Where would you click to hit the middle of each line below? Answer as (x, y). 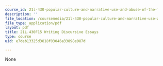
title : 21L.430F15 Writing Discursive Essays (52, 32)
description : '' (21, 14)
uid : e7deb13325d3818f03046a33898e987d (45, 41)
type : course (18, 37)
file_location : (20, 18)
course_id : (16, 9)
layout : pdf (17, 28)
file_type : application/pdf (33, 23)
